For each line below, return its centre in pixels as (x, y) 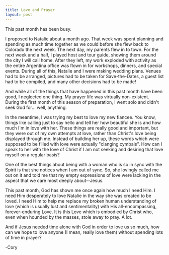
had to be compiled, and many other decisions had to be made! (71, 82)
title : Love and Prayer (30, 10)
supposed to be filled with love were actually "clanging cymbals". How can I (84, 144)
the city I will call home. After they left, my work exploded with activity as (81, 60)
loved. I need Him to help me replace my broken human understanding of (81, 201)
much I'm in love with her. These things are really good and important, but (82, 128)
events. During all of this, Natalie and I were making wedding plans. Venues (83, 71)
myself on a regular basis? (32, 155)
